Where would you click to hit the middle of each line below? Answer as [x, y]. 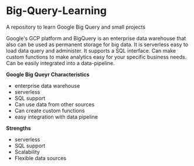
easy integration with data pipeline [56, 117]
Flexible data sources [40, 158]
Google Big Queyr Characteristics [48, 74]
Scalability [27, 152]
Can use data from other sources [55, 104]
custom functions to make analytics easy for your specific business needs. [96, 57]
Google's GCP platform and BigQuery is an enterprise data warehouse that [96, 38]
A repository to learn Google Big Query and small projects [76, 27]
